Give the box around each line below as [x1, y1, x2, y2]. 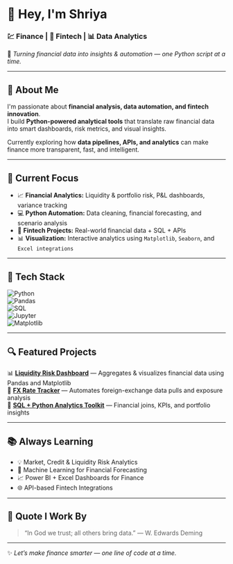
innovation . [7, 110, 41, 118]
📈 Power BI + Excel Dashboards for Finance [17, 473, 144, 482]
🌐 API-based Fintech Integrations [17, 483, 113, 492]
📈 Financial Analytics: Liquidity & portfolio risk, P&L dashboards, [17, 191, 205, 200]
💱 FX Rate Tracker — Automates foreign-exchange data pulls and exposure [7, 386, 223, 394]
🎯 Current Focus [7, 172, 79, 184]
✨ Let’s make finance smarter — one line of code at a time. [7, 549, 177, 557]
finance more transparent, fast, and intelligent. [7, 145, 140, 154]
